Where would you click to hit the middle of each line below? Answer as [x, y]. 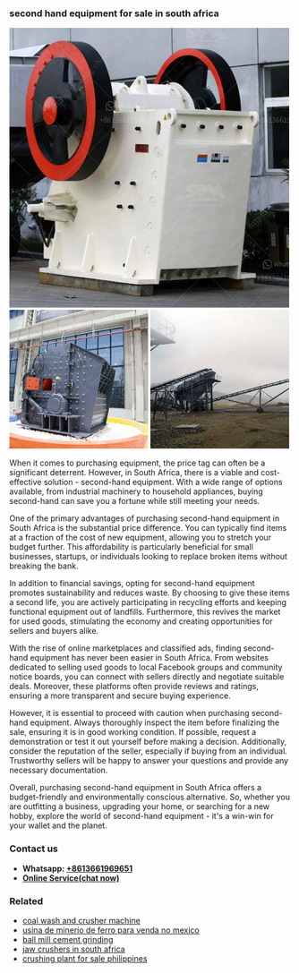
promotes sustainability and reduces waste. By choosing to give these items [149, 593]
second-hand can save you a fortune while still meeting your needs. [135, 501]
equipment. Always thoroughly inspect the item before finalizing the [155, 722]
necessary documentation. [59, 770]
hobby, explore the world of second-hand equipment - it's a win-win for [142, 816]
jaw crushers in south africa [73, 949]
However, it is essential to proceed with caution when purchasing [129, 713]
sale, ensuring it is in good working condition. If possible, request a [133, 732]
